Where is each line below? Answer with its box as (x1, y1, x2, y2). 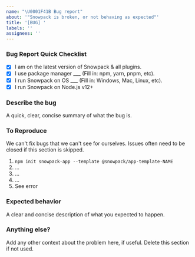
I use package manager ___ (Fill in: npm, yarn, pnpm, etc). (14, 70, 155, 77)
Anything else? (6, 225, 51, 233)
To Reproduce (6, 126, 47, 134)
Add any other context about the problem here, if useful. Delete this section (6, 239, 190, 246)
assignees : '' (6, 31, 41, 37)
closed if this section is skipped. (6, 146, 84, 153)
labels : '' (6, 25, 33, 31)
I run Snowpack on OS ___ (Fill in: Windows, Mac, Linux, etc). (14, 77, 163, 84)
